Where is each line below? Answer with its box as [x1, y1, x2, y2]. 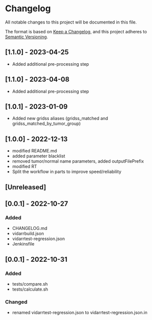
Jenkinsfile [12, 241, 35, 247]
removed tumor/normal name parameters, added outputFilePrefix [12, 158, 144, 164]
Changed [5, 298, 28, 305]
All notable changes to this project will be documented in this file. [5, 19, 137, 25]
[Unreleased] [5, 183, 47, 191]
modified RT [12, 164, 37, 170]
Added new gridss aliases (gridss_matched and [12, 116, 108, 122]
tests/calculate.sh [12, 286, 48, 292]
